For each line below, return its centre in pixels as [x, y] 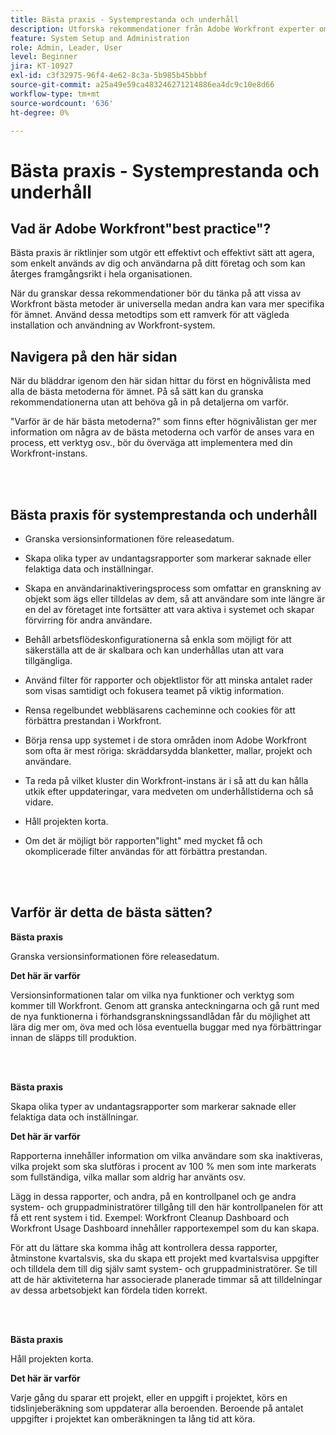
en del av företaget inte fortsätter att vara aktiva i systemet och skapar [169, 609]
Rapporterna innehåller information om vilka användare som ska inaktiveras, [166, 1155]
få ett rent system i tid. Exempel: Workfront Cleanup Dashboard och [150, 1217]
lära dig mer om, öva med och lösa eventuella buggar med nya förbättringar [166, 1027]
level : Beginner [44, 57]
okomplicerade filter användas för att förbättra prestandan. [146, 851]
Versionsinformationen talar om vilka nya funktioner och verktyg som [152, 995]
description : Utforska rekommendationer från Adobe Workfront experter [162, 29]
